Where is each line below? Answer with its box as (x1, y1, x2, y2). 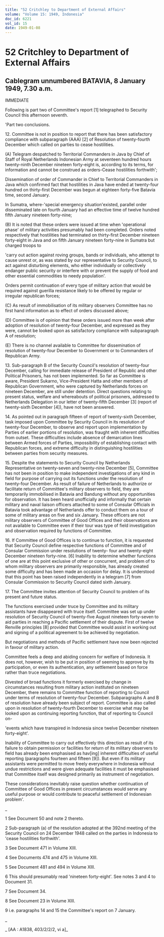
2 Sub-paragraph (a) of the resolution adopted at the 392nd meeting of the (5, 825, 157, 831)
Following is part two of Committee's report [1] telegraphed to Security (5, 107, 148, 113)
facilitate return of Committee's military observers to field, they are (5, 486, 140, 492)
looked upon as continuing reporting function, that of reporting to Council (5, 710, 153, 716)
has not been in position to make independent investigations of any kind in (5, 470, 155, 476)
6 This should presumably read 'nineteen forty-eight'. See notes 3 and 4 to (5, 874, 156, 879)
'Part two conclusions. (5, 121, 50, 128)
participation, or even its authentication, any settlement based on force (5, 665, 148, 670)
